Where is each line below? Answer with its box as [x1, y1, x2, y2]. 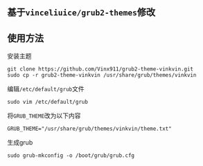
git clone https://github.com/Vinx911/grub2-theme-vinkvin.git [7, 66, 194, 73]
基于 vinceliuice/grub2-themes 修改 [7, 6, 156, 19]
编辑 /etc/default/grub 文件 [7, 85, 85, 93]
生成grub [7, 138, 33, 147]
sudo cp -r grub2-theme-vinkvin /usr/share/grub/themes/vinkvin [7, 72, 197, 79]
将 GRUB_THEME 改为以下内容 [7, 111, 81, 120]
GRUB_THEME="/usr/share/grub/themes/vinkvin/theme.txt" [7, 125, 172, 133]
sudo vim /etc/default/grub [7, 99, 89, 106]
